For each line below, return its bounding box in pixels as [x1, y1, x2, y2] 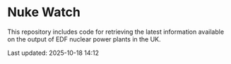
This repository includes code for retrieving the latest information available [7, 27, 225, 36]
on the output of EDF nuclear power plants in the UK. [7, 34, 161, 43]
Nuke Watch [7, 4, 81, 20]
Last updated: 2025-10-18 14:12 [7, 49, 100, 57]
